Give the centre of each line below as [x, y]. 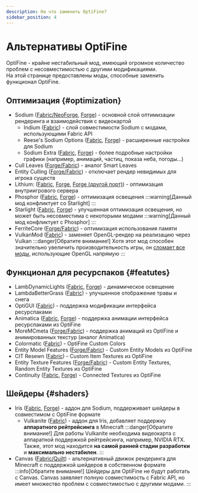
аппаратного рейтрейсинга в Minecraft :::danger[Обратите [98, 427]
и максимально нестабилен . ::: [64, 452]
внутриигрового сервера [46, 191]
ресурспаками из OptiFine [48, 325]
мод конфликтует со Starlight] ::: [55, 203]
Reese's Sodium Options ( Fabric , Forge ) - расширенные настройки [106, 140]
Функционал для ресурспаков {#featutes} [88, 272]
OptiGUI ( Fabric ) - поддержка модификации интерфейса [85, 306]
